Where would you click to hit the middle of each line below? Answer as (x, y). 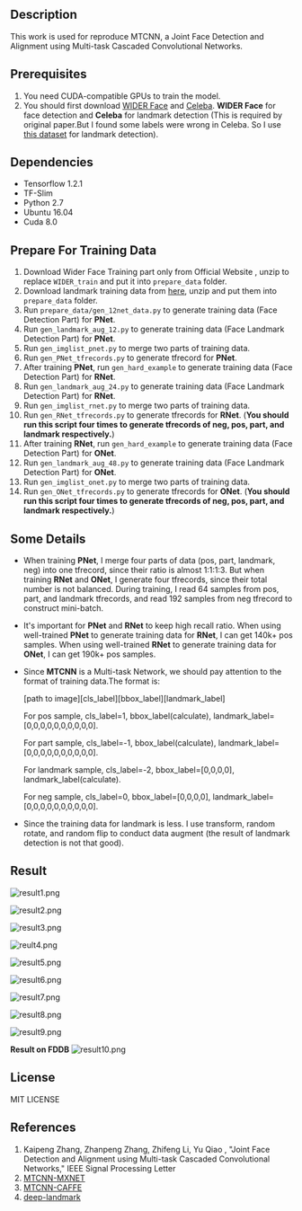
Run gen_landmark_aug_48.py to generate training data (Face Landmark (154, 463)
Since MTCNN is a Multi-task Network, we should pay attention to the (152, 672)
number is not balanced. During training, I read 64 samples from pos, (151, 589)
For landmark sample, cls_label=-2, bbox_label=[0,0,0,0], (129, 770)
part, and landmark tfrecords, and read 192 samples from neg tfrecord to (158, 599)
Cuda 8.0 (40, 222)
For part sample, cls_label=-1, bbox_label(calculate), (120, 743)
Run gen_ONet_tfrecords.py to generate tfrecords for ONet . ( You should (156, 491)
